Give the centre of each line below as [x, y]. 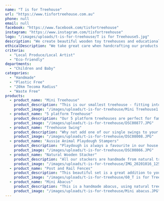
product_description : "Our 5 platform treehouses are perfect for [83, 118]
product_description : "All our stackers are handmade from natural [84, 159]
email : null [17, 23]
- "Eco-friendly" [27, 60]
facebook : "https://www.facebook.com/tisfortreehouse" [62, 28]
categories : [17, 73]
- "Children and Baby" [32, 69]
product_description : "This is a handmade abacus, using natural [82, 186]
